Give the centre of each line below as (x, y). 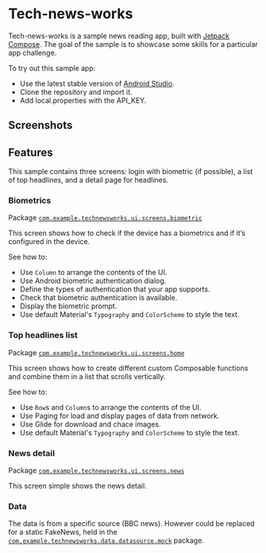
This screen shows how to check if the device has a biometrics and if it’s (127, 233)
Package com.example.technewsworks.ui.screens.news (96, 470)
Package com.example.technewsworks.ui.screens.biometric (105, 218)
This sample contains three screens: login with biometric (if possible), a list (131, 172)
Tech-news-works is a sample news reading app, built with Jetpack (119, 36)
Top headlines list (43, 335)
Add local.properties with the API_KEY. (83, 100)
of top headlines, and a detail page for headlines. (89, 180)
